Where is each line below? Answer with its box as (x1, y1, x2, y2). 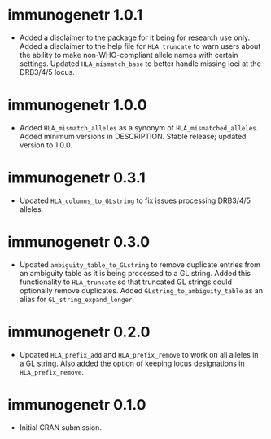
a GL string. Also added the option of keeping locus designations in (19, 358, 245, 368)
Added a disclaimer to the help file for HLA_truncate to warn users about (19, 41, 261, 50)
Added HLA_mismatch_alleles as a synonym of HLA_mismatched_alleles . (19, 122, 259, 132)
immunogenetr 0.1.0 (7, 395, 146, 414)
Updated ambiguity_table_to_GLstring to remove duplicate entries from (19, 259, 261, 270)
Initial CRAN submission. (19, 422, 103, 432)
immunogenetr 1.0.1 (7, 6, 143, 24)
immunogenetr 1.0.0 (7, 96, 147, 115)
